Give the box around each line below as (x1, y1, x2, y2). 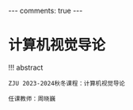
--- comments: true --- (8, 6, 83, 15)
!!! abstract (8, 63, 44, 72)
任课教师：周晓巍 (8, 94, 56, 103)
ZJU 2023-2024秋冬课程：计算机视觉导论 (8, 79, 125, 87)
